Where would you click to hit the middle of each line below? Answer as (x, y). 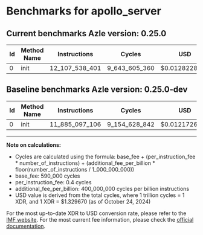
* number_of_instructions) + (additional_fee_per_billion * (85, 163)
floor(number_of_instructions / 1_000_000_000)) (75, 169)
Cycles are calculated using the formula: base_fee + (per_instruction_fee (105, 156)
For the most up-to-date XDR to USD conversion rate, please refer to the (96, 213)
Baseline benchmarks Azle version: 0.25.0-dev (97, 90)
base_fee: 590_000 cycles (47, 176)
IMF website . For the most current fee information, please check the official (100, 219)
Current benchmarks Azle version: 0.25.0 (86, 34)
